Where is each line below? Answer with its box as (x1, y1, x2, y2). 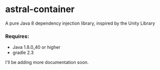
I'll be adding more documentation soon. (5, 59, 89, 65)
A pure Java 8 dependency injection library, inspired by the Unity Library (5, 20, 155, 26)
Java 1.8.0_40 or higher (12, 44, 61, 50)
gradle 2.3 (12, 49, 34, 56)
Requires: (5, 33, 29, 40)
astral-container (5, 4, 75, 15)
